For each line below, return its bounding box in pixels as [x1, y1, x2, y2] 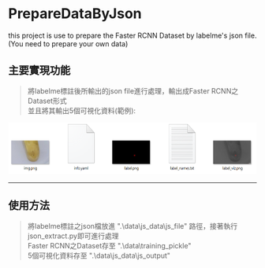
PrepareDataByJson [8, 5, 142, 23]
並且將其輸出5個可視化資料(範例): [27, 105, 136, 115]
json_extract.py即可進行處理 [27, 231, 119, 240]
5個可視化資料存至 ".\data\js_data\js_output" [27, 251, 171, 260]
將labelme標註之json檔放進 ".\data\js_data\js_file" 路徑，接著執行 [27, 221, 238, 230]
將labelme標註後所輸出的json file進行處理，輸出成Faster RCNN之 [27, 86, 239, 95]
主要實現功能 [8, 64, 71, 77]
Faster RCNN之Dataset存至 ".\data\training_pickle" [27, 240, 192, 250]
